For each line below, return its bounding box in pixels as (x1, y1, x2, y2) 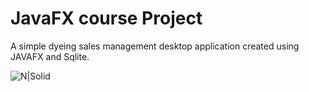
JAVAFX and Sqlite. (10, 50, 90, 62)
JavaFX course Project (10, 7, 203, 30)
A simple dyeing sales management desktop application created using (10, 40, 300, 52)
